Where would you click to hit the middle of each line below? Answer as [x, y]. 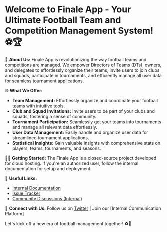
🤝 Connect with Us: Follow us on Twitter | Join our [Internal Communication [83, 208]
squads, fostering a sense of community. [54, 116]
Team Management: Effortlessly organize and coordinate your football [85, 100]
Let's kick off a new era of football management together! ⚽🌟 [68, 223]
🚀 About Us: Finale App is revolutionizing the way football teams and [76, 59]
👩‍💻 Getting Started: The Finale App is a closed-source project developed [81, 158]
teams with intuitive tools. [39, 106]
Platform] [15, 213]
